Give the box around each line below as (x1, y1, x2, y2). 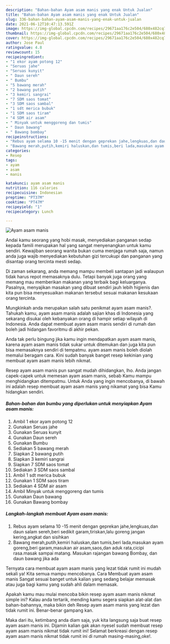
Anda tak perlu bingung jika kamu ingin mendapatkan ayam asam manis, (6, 336, 156, 342)
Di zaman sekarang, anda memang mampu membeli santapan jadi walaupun (6, 268, 164, 274)
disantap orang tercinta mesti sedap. (6, 259, 82, 265)
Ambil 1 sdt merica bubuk (13, 472, 66, 478)
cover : (6, 36, 20, 41)
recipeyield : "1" (6, 204, 42, 210)
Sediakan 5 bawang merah (13, 445, 69, 452)
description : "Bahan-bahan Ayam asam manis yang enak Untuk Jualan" (6, 7, 153, 13)
